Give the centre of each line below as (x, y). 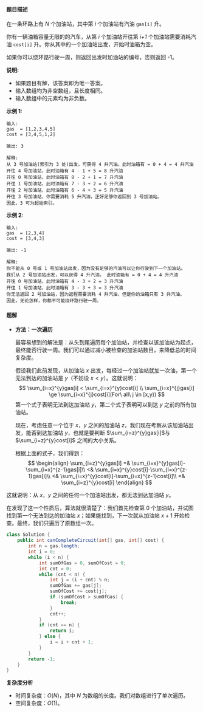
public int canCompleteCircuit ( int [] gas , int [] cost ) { (91, 541)
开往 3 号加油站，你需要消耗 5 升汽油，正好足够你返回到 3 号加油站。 (84, 197)
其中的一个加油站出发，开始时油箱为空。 (105, 44)
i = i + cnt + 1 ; (72, 642)
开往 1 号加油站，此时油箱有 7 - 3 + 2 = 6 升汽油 (65, 184)
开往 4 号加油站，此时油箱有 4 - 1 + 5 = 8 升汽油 (65, 171)
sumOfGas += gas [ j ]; (76, 586)
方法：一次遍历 (34, 330)
